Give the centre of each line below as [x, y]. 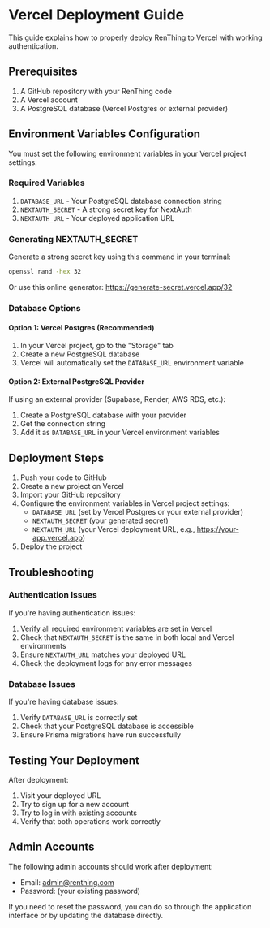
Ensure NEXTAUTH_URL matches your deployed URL [103, 654]
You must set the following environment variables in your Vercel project [128, 153]
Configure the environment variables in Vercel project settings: [125, 503]
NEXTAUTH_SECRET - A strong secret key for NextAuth [106, 209]
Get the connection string [63, 424]
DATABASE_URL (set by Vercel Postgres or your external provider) [138, 512]
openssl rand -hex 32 [45, 272]
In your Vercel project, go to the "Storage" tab [97, 346]
